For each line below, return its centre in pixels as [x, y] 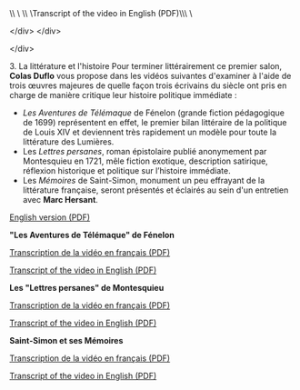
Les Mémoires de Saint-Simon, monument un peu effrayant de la [144, 180]
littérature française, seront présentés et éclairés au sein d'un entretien [155, 190]
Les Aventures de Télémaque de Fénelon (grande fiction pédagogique [153, 113]
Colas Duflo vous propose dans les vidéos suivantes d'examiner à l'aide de [150, 76]
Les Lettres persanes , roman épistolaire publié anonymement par [145, 151]
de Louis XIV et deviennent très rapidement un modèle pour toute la [150, 132]
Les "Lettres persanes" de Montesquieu [87, 288]
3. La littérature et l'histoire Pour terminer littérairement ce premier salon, [146, 66]
